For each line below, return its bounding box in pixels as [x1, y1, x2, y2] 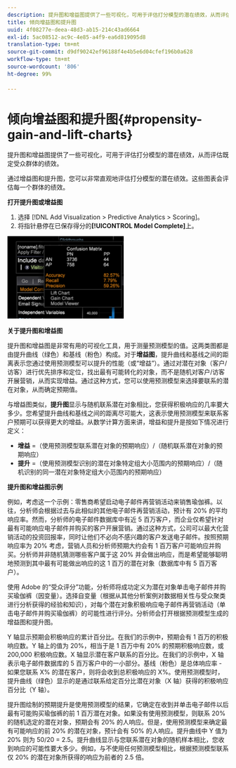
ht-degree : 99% [7, 70, 52, 77]
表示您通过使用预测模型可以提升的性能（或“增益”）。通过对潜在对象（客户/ [13, 359, 228, 368]
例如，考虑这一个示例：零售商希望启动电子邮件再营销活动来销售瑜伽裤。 [7, 498, 216, 506]
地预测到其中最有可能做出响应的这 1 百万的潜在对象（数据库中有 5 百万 [7, 559, 211, 568]
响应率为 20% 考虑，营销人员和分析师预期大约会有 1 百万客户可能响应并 [7, 541, 216, 550]
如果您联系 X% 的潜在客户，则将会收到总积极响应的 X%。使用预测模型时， [7, 668, 224, 677]
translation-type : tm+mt [7, 41, 80, 48]
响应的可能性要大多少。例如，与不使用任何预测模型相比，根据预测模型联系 [13, 744, 229, 753]
